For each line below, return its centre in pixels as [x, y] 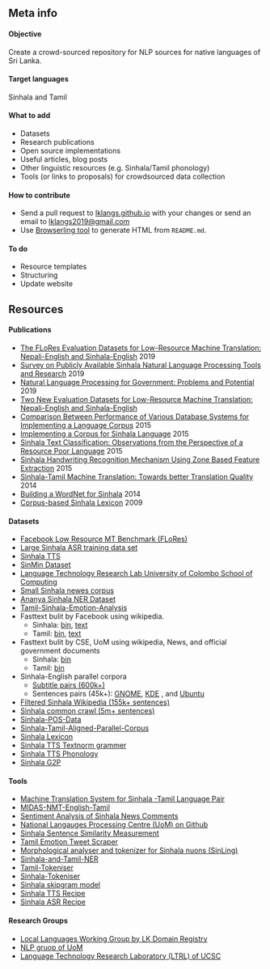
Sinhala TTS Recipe [53, 894]
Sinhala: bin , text [60, 625]
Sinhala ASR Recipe [53, 902]
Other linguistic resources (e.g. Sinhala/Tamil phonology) [115, 168]
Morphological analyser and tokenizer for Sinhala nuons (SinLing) [129, 851]
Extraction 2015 [46, 468]
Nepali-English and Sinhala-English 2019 [88, 356]
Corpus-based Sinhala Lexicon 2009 [81, 502]
